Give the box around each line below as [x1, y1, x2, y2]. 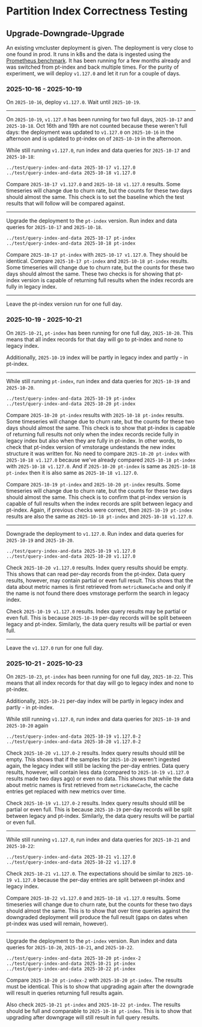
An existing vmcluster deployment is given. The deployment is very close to [6, 44, 194, 51]
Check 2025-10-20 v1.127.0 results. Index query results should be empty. [6, 564, 188, 571]
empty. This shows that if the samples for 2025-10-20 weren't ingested [6, 755, 180, 763]
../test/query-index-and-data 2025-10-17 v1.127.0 [6, 165, 136, 171]
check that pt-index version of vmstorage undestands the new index [6, 443, 176, 450]
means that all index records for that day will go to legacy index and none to [6, 679, 194, 686]
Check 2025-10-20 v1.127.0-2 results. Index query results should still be [6, 749, 185, 756]
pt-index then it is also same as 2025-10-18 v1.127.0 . [6, 469, 138, 476]
